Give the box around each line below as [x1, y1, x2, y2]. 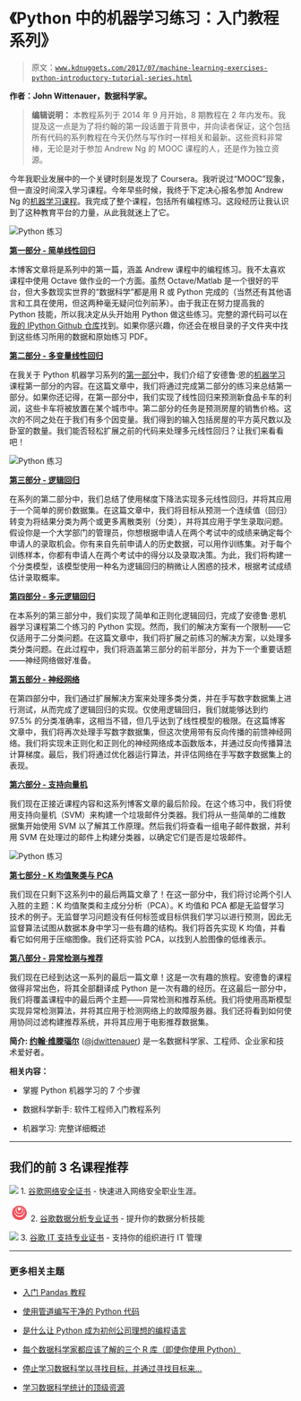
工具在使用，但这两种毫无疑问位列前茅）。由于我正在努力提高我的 [24, 297, 264, 308]
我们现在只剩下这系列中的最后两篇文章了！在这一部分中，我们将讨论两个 [9, 889, 276, 899]
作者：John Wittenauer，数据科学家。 [9, 90, 152, 101]
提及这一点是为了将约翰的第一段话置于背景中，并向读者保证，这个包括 [30, 120, 291, 131]
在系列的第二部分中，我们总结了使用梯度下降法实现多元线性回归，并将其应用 [9, 494, 292, 504]
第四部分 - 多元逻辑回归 [9, 590, 96, 601]
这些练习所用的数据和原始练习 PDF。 [16, 331, 153, 341]
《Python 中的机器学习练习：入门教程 [9, 8, 279, 29]
